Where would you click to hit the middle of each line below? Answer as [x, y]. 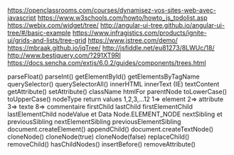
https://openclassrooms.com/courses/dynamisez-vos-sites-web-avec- [112, 10]
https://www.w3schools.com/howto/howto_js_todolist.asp [122, 18]
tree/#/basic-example [39, 33]
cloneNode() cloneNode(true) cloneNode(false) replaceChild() [99, 137]
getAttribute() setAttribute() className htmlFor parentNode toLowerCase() [117, 92]
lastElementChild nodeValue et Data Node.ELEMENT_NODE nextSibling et [115, 114]
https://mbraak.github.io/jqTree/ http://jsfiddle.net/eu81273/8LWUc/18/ [111, 48]
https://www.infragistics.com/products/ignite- [140, 33]
